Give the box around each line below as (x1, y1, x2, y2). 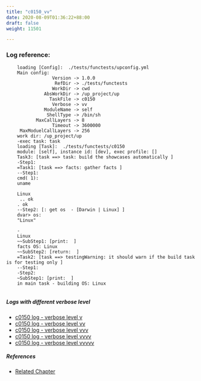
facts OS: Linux (17, 243, 58, 250)
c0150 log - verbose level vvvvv (14, 339, 94, 346)
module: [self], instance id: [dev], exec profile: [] (17, 149, 158, 155)
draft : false (6, 20, 39, 26)
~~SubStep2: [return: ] (17, 249, 79, 255)
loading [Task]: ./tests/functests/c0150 (17, 143, 125, 149)
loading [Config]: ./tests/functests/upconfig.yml (17, 64, 149, 70)
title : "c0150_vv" (6, 8, 52, 15)
